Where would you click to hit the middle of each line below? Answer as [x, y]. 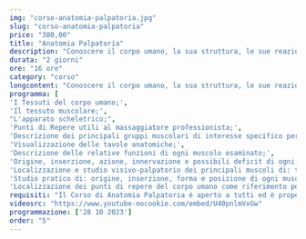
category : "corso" [44, 77]
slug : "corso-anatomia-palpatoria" [77, 26]
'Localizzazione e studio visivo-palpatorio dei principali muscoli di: [150, 170]
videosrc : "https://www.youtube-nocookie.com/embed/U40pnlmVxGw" [136, 204]
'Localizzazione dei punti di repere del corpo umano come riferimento [148, 187]
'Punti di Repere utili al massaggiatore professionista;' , [126, 128]
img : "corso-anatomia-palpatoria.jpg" [83, 18]
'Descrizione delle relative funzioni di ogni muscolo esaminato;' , [142, 153]
